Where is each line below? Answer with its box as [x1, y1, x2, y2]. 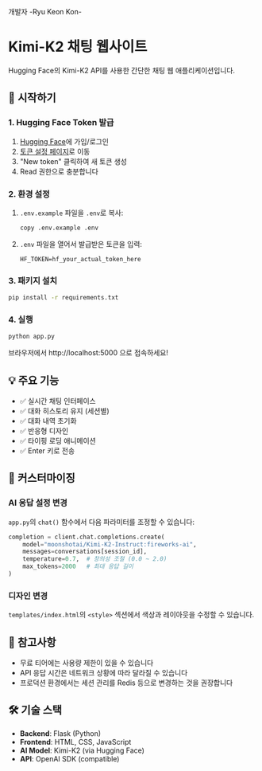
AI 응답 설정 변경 [8, 497, 67, 508]
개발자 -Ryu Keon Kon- [8, 7, 82, 16]
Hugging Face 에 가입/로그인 [19, 136, 110, 146]
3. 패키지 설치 [8, 275, 58, 286]
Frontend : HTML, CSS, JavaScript [19, 737, 132, 746]
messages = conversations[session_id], [22, 548, 148, 556]
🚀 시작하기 [8, 91, 57, 105]
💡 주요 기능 [8, 374, 60, 387]
